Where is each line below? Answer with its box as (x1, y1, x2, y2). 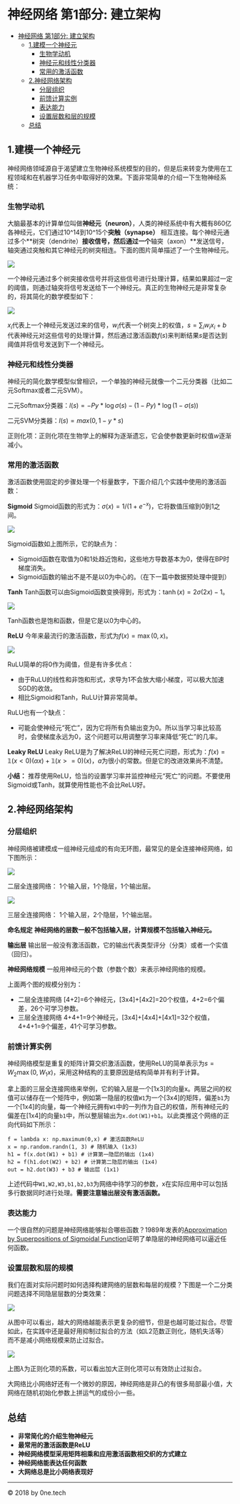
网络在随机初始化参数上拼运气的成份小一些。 (7, 1388, 139, 1397)
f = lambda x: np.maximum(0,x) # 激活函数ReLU (7, 1135, 144, 1143)
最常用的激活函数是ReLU (17, 1440, 91, 1450)
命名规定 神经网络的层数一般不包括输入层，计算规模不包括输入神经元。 (7, 926, 216, 934)
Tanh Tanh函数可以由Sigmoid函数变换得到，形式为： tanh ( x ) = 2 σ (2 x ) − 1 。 (7, 588, 229, 596)
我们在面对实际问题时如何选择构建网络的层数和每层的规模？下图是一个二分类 (7, 1280, 233, 1289)
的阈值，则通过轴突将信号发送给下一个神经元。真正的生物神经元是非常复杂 (7, 284, 226, 292)
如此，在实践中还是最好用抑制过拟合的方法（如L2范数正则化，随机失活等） (7, 1327, 228, 1335)
